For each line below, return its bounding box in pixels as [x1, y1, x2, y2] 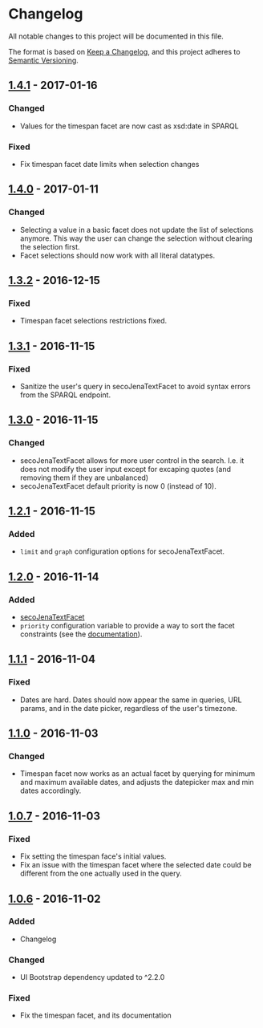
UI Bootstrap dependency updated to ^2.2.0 [19, 973, 165, 982]
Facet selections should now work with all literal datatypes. [19, 250, 215, 260]
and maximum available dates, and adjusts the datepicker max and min [19, 778, 254, 787]
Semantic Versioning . [8, 55, 79, 65]
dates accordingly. [19, 786, 82, 795]
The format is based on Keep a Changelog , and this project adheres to [8, 47, 241, 56]
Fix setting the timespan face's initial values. [19, 851, 167, 861]
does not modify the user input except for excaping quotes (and [19, 464, 231, 473]
